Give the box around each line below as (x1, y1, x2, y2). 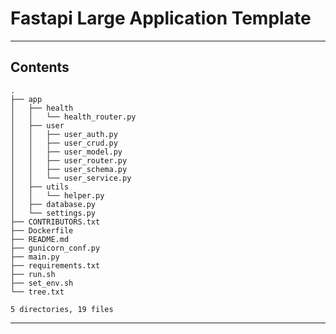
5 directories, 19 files (10, 304, 114, 314)
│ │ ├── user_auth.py (10, 129, 118, 139)
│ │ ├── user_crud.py (10, 138, 118, 148)
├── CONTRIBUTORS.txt (10, 217, 101, 227)
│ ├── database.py (10, 199, 97, 209)
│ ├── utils (10, 182, 70, 192)
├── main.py (10, 252, 60, 262)
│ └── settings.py (10, 208, 97, 218)
